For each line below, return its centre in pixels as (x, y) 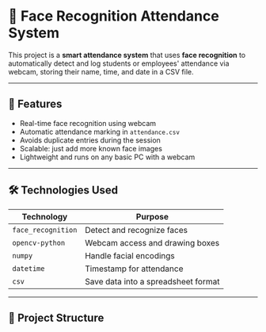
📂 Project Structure (56, 317)
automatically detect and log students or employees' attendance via (119, 63)
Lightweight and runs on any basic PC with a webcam (107, 157)
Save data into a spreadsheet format (152, 281)
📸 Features (35, 104)
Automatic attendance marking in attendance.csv (100, 132)
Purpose (152, 216)
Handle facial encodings (130, 255)
